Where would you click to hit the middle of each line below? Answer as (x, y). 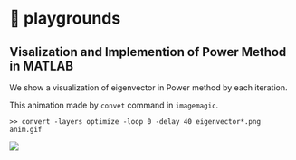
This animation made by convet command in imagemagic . (114, 105)
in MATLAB (42, 66)
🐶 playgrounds (65, 19)
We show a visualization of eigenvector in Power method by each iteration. (148, 88)
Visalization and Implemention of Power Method (148, 52)
